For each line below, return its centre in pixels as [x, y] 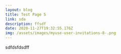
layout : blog [19, 10]
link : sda [16, 19]
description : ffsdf [26, 24]
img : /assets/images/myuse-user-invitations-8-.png [60, 33]
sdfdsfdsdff [17, 47]
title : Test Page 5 [26, 14]
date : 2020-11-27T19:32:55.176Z [39, 28]
